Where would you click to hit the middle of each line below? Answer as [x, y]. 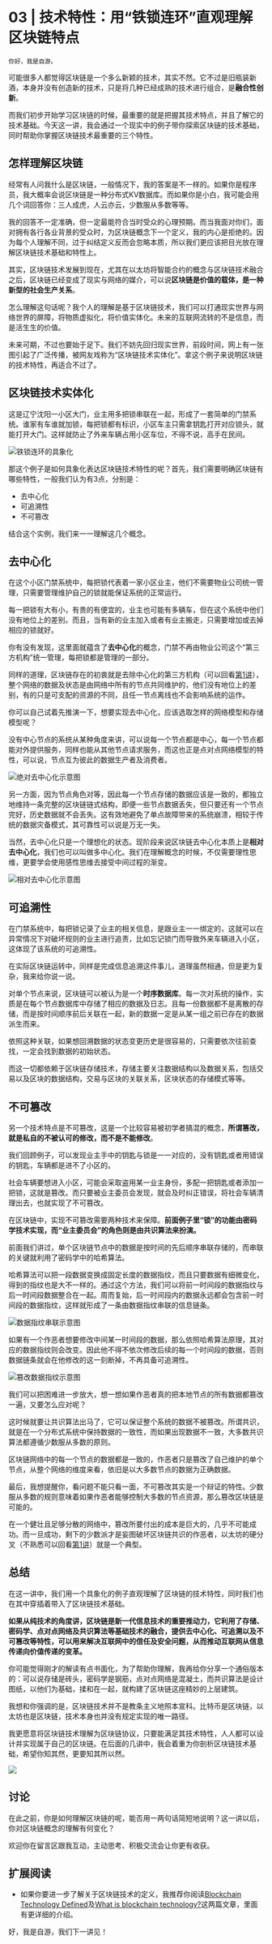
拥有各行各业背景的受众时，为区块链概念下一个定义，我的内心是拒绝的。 [136, 232]
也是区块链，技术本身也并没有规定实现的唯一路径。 [107, 1716]
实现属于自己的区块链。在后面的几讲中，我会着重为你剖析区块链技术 [136, 1743]
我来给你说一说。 [51, 976]
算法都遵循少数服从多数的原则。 [62, 1442]
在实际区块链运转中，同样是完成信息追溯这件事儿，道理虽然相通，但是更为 [132, 966]
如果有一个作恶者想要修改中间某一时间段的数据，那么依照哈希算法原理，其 [132, 1339]
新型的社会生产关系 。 [44, 290]
